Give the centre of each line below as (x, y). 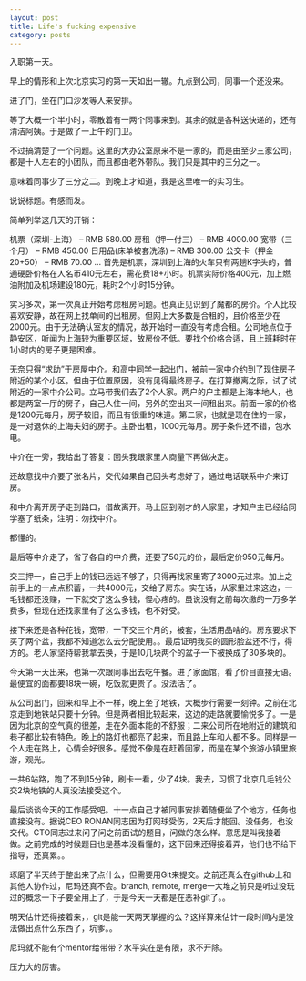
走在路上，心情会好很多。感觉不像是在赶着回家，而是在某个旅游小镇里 (157, 749)
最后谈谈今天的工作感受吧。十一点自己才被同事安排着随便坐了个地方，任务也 (153, 810)
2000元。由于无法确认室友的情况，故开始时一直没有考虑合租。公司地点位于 (151, 327)
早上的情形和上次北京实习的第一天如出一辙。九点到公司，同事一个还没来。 (149, 81)
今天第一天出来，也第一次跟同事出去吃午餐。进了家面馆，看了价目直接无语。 (153, 672)
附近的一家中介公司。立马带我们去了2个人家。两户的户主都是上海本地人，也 (152, 392)
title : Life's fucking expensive (73, 26)
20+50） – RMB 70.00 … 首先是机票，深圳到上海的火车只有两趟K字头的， (147, 262)
